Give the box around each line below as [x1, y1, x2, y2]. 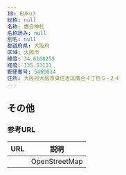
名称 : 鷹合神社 [7, 23, 45, 30]
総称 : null [7, 17, 37, 24]
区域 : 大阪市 [7, 49, 39, 56]
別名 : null [7, 36, 37, 43]
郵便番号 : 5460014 [7, 68, 57, 75]
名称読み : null [7, 29, 47, 37]
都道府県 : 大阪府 [7, 42, 50, 49]
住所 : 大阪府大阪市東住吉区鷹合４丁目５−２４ [7, 74, 120, 82]
